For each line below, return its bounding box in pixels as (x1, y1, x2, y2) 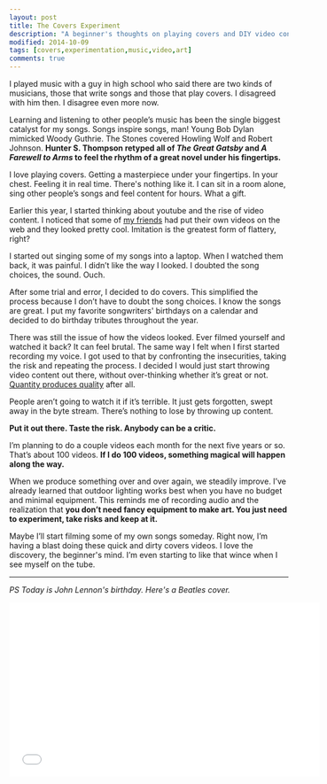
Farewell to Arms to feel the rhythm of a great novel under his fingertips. (9, 152, 282, 162)
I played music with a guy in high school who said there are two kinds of (9, 79, 273, 89)
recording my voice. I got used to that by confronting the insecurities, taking (9, 351, 286, 361)
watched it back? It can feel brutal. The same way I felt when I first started (9, 342, 280, 352)
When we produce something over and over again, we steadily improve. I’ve (9, 476, 286, 486)
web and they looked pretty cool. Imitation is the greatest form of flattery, (9, 224, 276, 235)
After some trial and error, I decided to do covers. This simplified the (9, 287, 259, 297)
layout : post (9, 12, 58, 22)
